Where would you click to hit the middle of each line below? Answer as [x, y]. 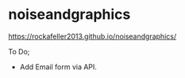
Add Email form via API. [58, 67]
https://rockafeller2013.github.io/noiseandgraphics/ [92, 36]
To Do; [19, 51]
